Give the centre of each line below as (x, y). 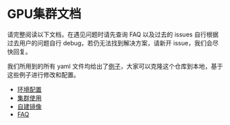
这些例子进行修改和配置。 (43, 75)
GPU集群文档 (44, 14)
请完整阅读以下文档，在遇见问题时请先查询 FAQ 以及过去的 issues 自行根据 (113, 34)
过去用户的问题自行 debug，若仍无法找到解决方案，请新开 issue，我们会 (110, 43)
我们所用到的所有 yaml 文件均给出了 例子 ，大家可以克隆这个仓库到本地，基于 (115, 66)
